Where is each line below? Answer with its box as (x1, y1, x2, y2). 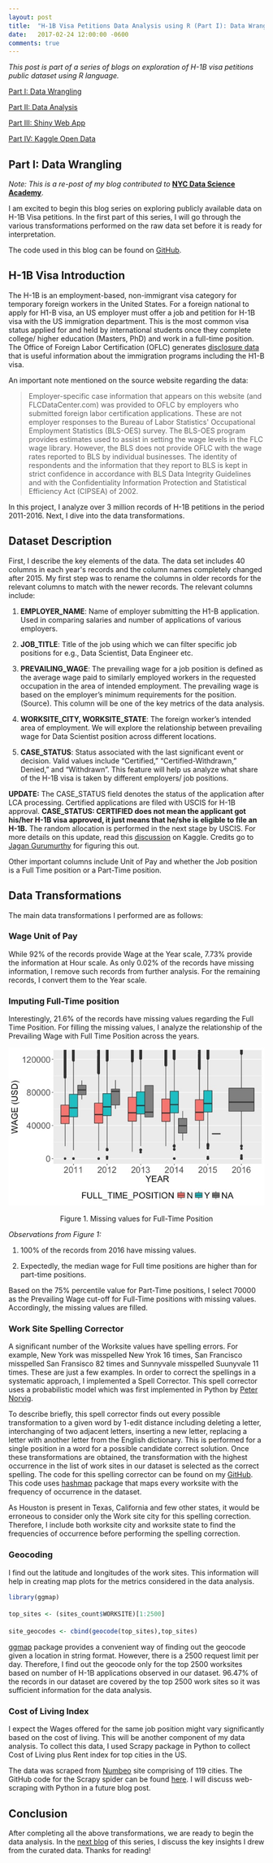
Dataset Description (8, 534, 112, 549)
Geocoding (8, 1549, 53, 1560)
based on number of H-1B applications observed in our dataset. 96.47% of (8, 1668, 258, 1677)
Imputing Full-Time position (8, 995, 119, 1007)
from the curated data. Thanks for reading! (8, 1846, 152, 1856)
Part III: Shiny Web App (8, 118, 86, 128)
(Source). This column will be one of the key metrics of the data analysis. (19, 698, 265, 708)
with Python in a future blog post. (39, 1783, 152, 1793)
